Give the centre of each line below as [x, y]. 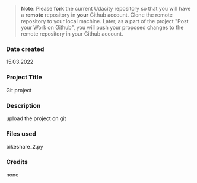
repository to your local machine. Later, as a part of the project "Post [104, 21]
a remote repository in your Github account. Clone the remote [97, 15]
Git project [19, 90]
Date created [25, 49]
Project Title [24, 78]
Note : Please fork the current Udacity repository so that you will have [106, 9]
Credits [17, 162]
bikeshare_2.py [25, 147]
